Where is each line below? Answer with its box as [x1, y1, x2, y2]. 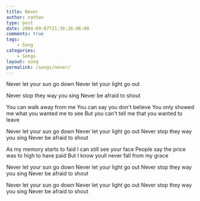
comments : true [6, 31, 44, 37]
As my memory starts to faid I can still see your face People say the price [6, 146, 186, 153]
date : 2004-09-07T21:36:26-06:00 [6, 25, 90, 32]
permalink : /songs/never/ [6, 64, 70, 70]
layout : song [6, 58, 39, 64]
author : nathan [6, 14, 44, 20]
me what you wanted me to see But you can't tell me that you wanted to [6, 110, 183, 117]
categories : [6, 48, 36, 54]
